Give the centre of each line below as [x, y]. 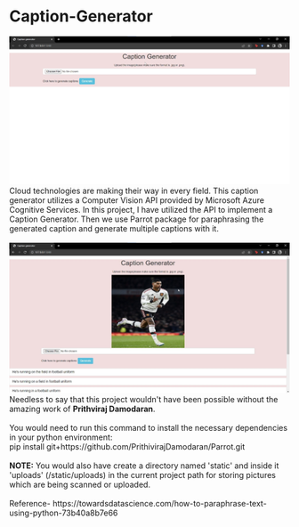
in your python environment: [61, 437]
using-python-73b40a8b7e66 [64, 513]
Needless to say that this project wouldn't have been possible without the [144, 399]
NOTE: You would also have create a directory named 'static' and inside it [144, 466]
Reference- [30, 503]
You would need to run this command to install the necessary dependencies [148, 427]
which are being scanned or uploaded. [80, 484]
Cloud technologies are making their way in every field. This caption [134, 191]
